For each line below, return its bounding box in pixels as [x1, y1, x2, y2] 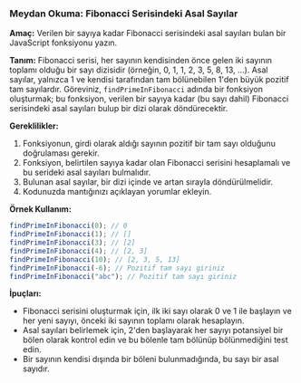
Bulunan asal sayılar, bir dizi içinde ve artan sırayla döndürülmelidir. [22, 177, 274, 187]
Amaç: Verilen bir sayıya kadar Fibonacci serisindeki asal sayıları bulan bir [9, 28, 286, 39]
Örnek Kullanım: [9, 204, 73, 215]
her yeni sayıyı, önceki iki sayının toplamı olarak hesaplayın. [22, 315, 245, 326]
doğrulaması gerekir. [22, 148, 100, 158]
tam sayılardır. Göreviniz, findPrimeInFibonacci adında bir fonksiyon [9, 84, 263, 95]
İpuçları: [9, 288, 42, 299]
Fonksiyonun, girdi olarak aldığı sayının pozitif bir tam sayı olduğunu [22, 139, 277, 149]
